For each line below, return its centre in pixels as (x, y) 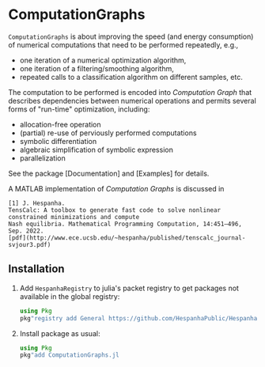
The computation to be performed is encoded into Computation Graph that (130, 92)
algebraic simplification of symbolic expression (97, 149)
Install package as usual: (60, 333)
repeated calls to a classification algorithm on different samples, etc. (131, 77)
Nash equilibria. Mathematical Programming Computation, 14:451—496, (125, 224)
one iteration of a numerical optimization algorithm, (103, 60)
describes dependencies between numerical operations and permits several (132, 100)
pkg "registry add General (62, 318)
